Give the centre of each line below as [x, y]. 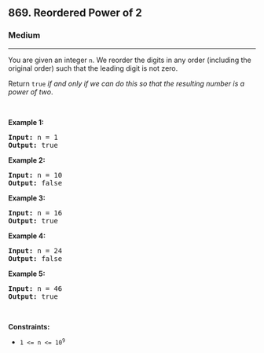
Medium [24, 35]
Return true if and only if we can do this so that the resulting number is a [126, 83]
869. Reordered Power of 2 [75, 13]
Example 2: [27, 160]
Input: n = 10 [35, 175]
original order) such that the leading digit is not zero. [93, 68]
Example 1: [26, 122]
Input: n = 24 [35, 250]
